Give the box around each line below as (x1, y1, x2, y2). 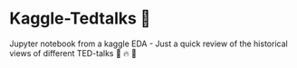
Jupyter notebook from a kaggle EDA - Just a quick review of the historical (9, 38, 288, 49)
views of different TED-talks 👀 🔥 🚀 (9, 47, 138, 58)
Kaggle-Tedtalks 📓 (9, 8, 151, 29)
